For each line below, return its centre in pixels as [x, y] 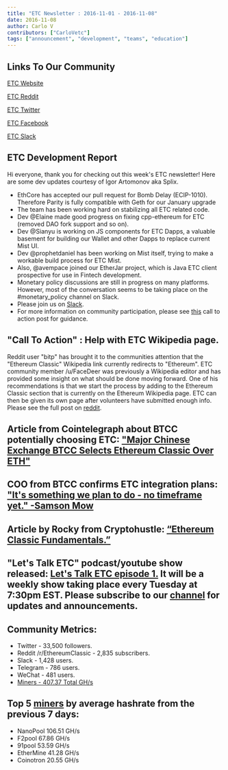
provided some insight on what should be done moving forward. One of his [113, 378]
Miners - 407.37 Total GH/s [55, 682]
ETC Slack [22, 136]
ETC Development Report [62, 158]
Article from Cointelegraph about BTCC [92, 429]
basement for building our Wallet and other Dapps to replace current [113, 238]
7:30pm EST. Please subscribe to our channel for [114, 596]
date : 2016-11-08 [32, 20]
